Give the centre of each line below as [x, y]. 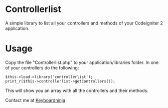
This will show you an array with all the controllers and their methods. [77, 90]
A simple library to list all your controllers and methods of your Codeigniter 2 [84, 23]
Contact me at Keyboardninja [35, 100]
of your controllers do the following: [42, 67]
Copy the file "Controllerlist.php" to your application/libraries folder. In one [82, 62]
